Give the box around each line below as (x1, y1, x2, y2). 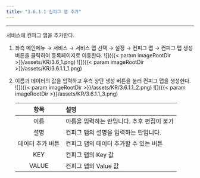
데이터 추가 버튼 (17, 139, 60, 148)
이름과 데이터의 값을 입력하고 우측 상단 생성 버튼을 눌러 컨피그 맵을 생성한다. (14, 77, 192, 84)
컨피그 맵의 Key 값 (65, 151, 114, 159)
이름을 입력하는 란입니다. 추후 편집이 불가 (65, 117, 174, 125)
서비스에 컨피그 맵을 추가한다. (6, 31, 75, 39)
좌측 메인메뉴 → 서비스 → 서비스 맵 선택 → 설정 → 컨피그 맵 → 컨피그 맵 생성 (14, 44, 193, 51)
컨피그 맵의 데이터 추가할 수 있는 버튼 (65, 139, 163, 148)
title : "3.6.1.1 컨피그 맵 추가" (6, 8, 82, 15)
